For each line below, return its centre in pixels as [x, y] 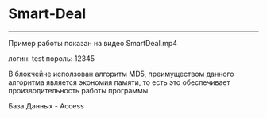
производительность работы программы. [79, 90]
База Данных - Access [46, 106]
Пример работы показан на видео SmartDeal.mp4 [93, 43]
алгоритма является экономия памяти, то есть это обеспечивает [119, 82]
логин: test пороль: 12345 [52, 58]
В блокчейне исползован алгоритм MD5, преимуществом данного [121, 74]
